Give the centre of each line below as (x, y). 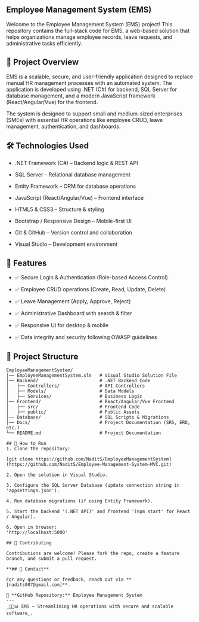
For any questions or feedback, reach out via (65, 580)
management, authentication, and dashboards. (63, 126)
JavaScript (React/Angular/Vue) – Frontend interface (79, 198)
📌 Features (27, 263)
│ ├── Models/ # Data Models (70, 391)
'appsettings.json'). (33, 491)
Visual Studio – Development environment (66, 244)
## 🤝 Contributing (29, 543)
